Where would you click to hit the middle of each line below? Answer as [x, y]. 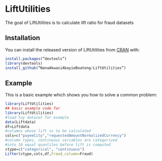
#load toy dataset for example [37, 117]
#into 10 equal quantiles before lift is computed [58, 145]
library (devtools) [24, 63]
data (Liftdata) [21, 122]
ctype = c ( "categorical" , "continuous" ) [45, 149]
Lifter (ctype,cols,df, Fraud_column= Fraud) [49, 154]
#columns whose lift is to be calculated [48, 131]
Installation [23, 38]
